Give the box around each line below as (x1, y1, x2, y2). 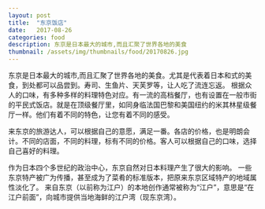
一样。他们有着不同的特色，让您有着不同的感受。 (14, 110, 174, 119)
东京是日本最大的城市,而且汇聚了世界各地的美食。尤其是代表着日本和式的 (8, 71, 246, 79)
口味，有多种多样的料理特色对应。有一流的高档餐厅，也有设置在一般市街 (21, 90, 257, 99)
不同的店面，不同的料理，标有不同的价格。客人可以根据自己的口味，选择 (21, 137, 257, 145)
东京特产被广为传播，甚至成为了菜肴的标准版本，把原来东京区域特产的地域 (8, 173, 250, 181)
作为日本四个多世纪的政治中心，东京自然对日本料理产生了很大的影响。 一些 (8, 163, 252, 172)
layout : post (8, 11, 51, 20)
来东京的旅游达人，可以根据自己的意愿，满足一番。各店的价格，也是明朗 (8, 126, 243, 136)
